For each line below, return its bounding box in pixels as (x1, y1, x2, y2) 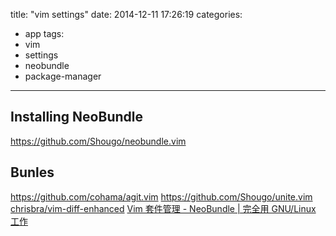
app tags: (24, 28, 65, 39)
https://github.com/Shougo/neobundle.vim (10, 135, 187, 147)
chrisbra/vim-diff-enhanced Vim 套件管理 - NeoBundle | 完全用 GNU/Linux (10, 202, 317, 214)
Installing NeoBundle (10, 109, 143, 126)
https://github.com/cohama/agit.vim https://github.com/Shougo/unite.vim (10, 190, 313, 203)
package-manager (24, 70, 102, 82)
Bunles (10, 164, 55, 181)
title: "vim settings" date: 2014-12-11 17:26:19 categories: (10, 9, 243, 20)
